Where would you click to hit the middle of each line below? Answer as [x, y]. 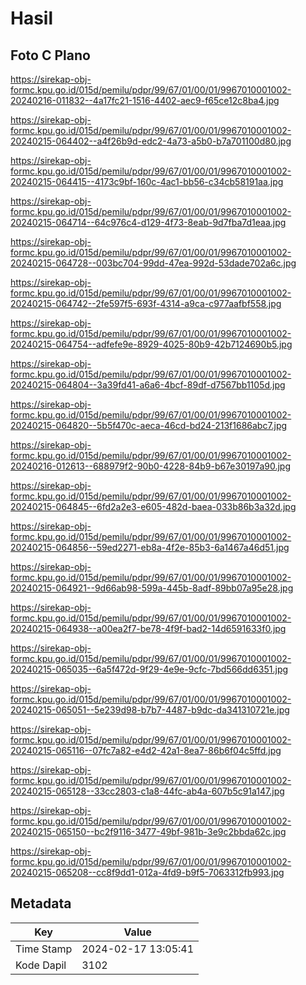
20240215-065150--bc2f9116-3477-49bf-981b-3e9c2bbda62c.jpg [148, 831]
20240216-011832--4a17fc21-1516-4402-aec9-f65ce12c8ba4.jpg [145, 100]
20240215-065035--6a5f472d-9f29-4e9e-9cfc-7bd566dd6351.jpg [149, 669]
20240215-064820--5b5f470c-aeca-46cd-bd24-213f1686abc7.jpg [149, 425]
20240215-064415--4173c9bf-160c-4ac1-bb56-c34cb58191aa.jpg [147, 181]
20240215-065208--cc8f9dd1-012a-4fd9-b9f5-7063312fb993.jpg [147, 872]
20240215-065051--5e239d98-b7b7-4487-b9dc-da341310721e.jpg [150, 710]
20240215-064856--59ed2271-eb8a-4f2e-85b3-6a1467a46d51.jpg [150, 547]
